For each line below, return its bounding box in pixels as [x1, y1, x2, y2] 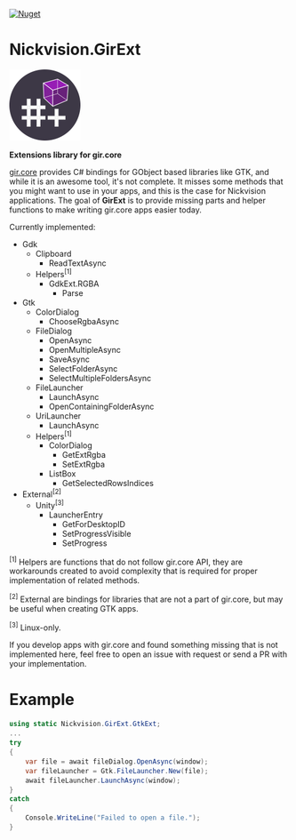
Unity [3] [35, 498, 65, 510]
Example [9, 689, 75, 709]
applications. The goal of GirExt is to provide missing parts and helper [9, 195, 267, 205]
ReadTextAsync [48, 258, 107, 268]
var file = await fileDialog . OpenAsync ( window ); [25, 756, 209, 766]
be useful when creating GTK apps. [9, 603, 140, 613]
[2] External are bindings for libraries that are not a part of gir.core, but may [9, 592, 284, 604]
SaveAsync [48, 354, 91, 364]
